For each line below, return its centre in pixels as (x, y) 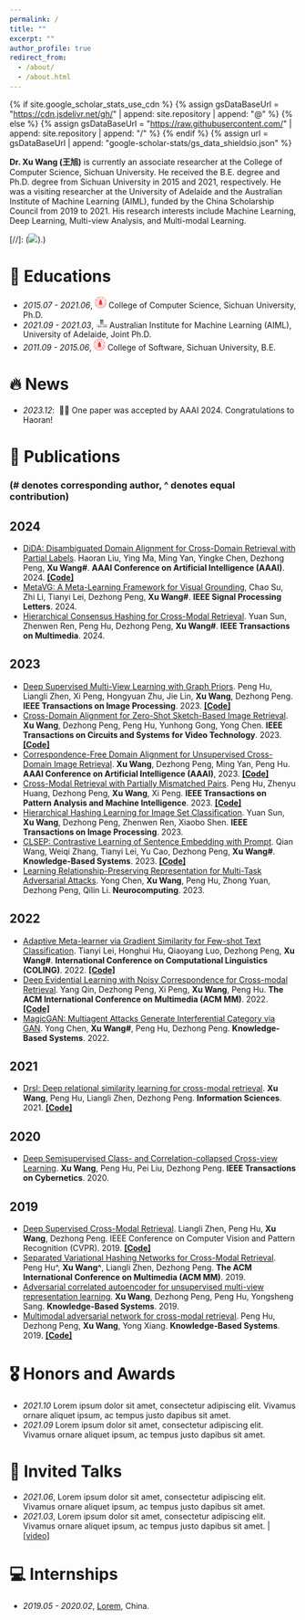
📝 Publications (65, 457)
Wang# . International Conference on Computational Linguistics (145, 960)
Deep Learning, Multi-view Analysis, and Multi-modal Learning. (128, 220)
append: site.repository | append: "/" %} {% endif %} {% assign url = (139, 133)
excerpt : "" (32, 38)
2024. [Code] (48, 578)
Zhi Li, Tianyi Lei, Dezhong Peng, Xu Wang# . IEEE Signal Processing (152, 597)
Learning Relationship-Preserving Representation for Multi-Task (142, 870)
